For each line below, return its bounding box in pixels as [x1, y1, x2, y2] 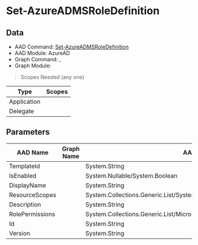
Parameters [6, 127, 50, 137]
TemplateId [9, 162, 40, 170]
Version [9, 229, 31, 237]
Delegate [9, 107, 34, 115]
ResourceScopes [9, 191, 57, 199]
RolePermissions [9, 210, 55, 218]
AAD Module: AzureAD [14, 50, 70, 57]
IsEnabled [9, 171, 37, 179]
